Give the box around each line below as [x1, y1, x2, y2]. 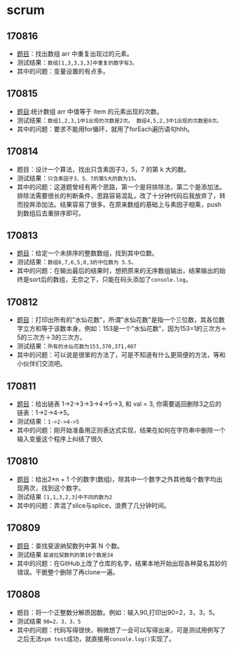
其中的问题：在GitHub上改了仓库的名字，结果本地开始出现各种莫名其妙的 [16, 559, 228, 567]
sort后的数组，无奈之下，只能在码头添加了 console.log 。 [29, 276, 192, 284]
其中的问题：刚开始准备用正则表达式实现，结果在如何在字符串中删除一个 [16, 426, 226, 435]
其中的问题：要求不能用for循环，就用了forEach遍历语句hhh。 [16, 125, 194, 133]
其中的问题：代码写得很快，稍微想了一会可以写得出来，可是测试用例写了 [16, 625, 226, 634]
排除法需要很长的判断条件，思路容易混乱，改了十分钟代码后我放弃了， [16, 191, 220, 200]
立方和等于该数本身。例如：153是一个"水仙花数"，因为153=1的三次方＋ [22, 325, 228, 333]
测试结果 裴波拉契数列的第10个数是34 [16, 550, 113, 559]
